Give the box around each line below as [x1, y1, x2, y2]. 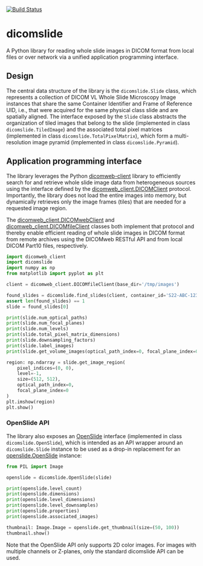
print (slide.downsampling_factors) [6, 337, 96, 344]
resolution [6, 138, 31, 145]
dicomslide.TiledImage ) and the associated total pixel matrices [6, 125, 163, 133]
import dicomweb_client [6, 253, 66, 260]
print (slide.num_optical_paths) [6, 315, 88, 321]
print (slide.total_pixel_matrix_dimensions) [6, 331, 120, 338]
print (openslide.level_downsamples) [6, 502, 98, 508]
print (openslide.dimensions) [6, 491, 80, 497]
